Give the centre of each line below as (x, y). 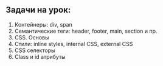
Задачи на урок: (38, 10)
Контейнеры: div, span (43, 24)
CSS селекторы (35, 50)
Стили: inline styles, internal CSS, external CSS (74, 44)
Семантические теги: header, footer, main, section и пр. (86, 31)
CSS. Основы (32, 37)
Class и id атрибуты (40, 56)
